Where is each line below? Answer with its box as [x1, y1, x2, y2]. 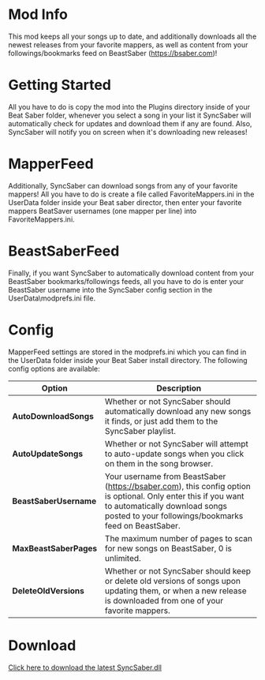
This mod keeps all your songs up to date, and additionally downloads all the [8, 32, 257, 41]
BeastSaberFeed [8, 242, 120, 260]
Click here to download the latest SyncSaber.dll [8, 663, 162, 672]
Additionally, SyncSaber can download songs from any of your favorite [8, 181, 238, 190]
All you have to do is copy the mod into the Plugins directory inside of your [8, 102, 251, 111]
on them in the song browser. [105, 458, 214, 469]
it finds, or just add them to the [105, 416, 218, 427]
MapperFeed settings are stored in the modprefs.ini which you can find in [8, 347, 247, 357]
